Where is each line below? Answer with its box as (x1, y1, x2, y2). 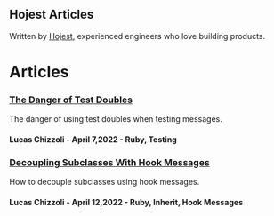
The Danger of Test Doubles (9, 93, 133, 106)
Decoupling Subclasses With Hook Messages (9, 156, 211, 168)
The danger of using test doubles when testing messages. (9, 114, 222, 124)
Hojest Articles (9, 7, 94, 22)
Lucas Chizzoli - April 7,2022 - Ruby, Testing (9, 133, 178, 145)
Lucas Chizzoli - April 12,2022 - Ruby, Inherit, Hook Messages (9, 196, 243, 207)
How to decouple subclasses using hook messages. (9, 177, 200, 188)
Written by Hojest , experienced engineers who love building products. (9, 30, 266, 41)
